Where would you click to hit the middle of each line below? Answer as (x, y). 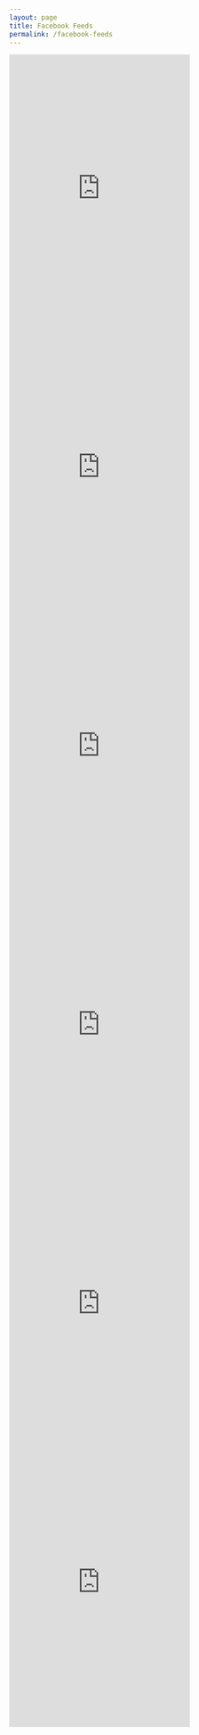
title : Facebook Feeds (51, 26)
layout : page (33, 17)
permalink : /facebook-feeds (61, 34)
